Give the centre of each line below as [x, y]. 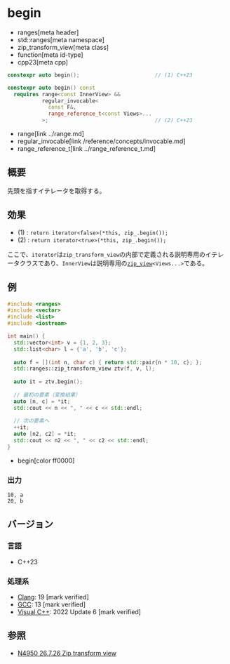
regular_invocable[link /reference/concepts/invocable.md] [101, 141]
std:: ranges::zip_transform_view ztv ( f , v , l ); [84, 369]
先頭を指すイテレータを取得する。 [56, 190]
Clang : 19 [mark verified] [53, 597]
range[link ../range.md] [50, 134]
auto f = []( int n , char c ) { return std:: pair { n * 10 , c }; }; [108, 362]
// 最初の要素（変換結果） [47, 394]
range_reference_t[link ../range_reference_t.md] [87, 149]
